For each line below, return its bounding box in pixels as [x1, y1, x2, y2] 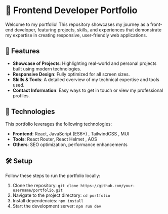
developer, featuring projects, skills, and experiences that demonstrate [14, 26, 162, 32]
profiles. [12, 92, 30, 98]
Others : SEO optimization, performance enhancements [12, 141, 128, 148]
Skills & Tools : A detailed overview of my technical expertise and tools [12, 76, 159, 83]
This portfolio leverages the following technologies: [5, 121, 112, 127]
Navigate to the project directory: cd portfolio [12, 192, 110, 198]
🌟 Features [5, 47, 40, 55]
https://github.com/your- [80, 184, 135, 189]
